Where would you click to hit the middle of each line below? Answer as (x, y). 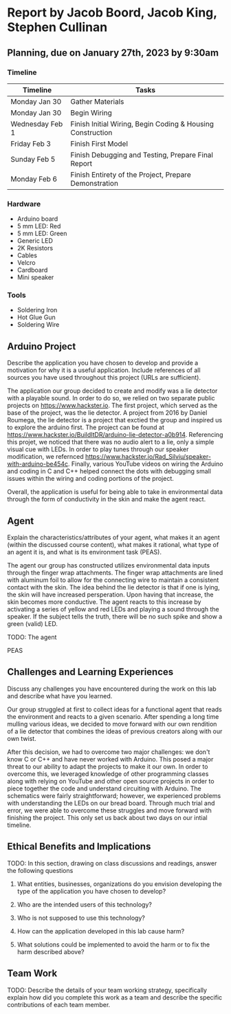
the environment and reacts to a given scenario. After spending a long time (113, 716)
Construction (91, 132)
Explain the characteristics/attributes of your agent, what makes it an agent (113, 537)
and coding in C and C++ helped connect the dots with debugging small (109, 471)
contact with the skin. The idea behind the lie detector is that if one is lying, (113, 587)
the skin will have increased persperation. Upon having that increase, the (110, 595)
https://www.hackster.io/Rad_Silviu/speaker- (148, 457)
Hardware (24, 204)
